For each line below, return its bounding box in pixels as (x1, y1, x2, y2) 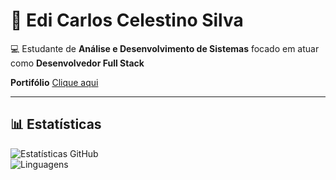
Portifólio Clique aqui (10, 76, 99, 88)
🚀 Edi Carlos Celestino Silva (10, 9, 244, 32)
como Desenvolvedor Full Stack (10, 57, 145, 69)
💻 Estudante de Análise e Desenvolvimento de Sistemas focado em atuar (10, 42, 320, 54)
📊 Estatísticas (10, 116, 102, 133)
